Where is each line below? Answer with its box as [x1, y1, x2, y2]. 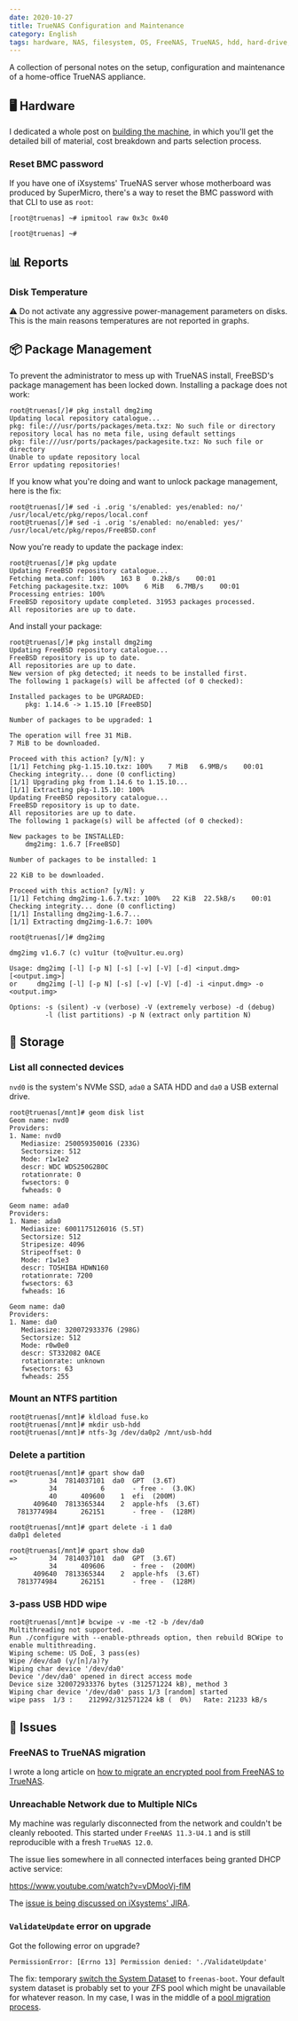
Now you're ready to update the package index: [9, 541, 184, 552]
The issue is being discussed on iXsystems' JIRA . [9, 1898, 191, 1908]
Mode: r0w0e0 [20, 1341, 69, 1349]
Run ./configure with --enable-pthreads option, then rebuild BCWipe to [9, 1633, 284, 1642]
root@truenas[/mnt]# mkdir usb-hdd [9, 1420, 141, 1429]
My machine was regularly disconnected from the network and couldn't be [9, 1818, 282, 1828]
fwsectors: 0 [20, 1177, 69, 1187]
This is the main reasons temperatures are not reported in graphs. [9, 316, 250, 326]
